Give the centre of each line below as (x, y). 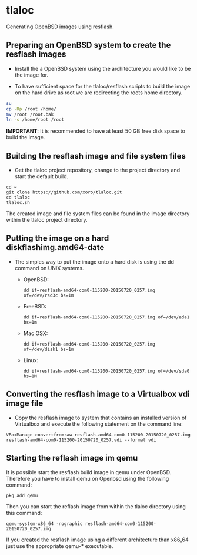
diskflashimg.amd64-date (55, 247)
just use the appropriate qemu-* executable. (60, 546)
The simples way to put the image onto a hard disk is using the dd (94, 262)
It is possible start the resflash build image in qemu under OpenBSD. (89, 472)
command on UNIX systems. (49, 268)
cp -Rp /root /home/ (31, 109)
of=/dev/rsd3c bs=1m (49, 295)
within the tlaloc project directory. (47, 220)
